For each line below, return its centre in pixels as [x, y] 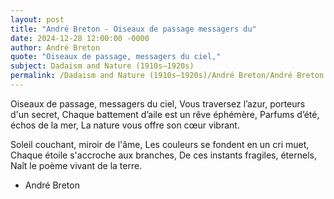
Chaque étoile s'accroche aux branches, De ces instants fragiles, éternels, [163, 155]
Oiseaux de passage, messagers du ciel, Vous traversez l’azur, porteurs [158, 103]
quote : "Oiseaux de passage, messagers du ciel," [116, 57]
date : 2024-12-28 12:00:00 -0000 [80, 38]
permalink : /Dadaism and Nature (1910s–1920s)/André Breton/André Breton [167, 76]
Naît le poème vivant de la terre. [76, 165]
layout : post [37, 19]
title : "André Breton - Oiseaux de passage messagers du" [133, 29]
